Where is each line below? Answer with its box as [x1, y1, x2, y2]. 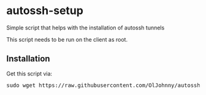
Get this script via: [6, 70, 53, 77]
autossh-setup [6, 4, 84, 18]
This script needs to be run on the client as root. [6, 36, 128, 43]
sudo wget [6, 82, 36, 89]
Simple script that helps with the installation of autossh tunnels [6, 24, 165, 31]
